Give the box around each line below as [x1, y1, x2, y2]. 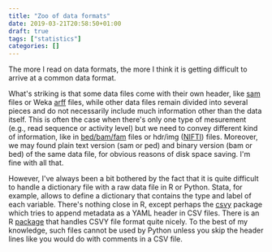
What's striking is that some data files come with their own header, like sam [8, 89, 261, 98]
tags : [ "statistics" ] [8, 34, 82, 43]
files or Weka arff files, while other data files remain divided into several [8, 98, 248, 107]
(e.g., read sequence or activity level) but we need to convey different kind [8, 124, 258, 133]
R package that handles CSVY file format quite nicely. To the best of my [8, 217, 248, 227]
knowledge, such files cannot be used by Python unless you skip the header [8, 225, 264, 236]
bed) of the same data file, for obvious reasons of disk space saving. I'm [8, 150, 251, 159]
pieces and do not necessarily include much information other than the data [8, 106, 262, 116]
